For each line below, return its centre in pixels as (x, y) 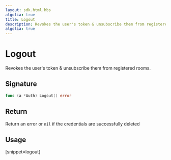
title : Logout (20, 19)
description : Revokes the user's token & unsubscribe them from (75, 24)
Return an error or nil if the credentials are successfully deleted (73, 124)
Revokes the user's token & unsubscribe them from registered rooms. (78, 68)
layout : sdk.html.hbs (28, 10)
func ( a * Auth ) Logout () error (38, 95)
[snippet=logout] (23, 152)
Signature (21, 84)
